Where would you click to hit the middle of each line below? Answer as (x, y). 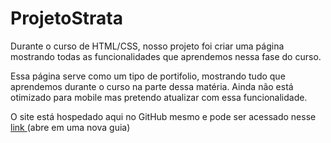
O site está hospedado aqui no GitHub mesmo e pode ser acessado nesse (163, 116)
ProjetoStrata (66, 18)
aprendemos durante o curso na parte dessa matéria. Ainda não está (152, 86)
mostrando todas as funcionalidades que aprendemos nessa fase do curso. (166, 56)
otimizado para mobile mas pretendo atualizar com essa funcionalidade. (159, 97)
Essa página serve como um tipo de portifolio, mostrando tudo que (148, 76)
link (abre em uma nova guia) (70, 127)
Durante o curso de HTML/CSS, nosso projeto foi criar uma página (147, 46)
